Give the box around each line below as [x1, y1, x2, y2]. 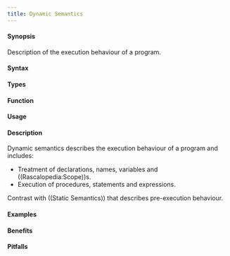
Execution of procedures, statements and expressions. [17, 181, 176, 189]
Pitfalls [7, 243, 28, 251]
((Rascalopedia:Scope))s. [17, 173, 91, 181]
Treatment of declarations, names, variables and [17, 165, 158, 173]
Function [7, 96, 34, 104]
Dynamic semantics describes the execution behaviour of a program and [7, 144, 218, 152]
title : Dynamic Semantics [7, 10, 83, 18]
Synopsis [7, 32, 36, 41]
